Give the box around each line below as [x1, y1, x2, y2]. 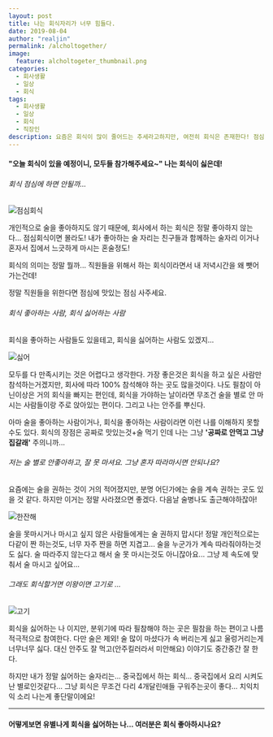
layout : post [8, 11, 53, 20]
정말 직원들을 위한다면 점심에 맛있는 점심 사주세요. [8, 288, 167, 297]
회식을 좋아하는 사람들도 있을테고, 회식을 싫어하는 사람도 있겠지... [8, 335, 214, 345]
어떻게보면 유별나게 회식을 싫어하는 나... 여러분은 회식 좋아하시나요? [8, 719, 222, 729]
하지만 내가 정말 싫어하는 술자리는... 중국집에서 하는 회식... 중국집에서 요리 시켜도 [8, 671, 264, 681]
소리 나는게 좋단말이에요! [16, 691, 96, 701]
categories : [8, 65, 49, 73]
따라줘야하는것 [214, 539, 262, 548]
